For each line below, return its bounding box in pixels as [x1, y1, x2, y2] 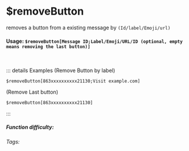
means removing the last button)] [6, 43, 91, 50]
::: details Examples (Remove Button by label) [6, 67, 116, 74]
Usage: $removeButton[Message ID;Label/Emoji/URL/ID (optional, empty [6, 37, 183, 44]
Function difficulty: [6, 123, 54, 131]
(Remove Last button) [6, 88, 59, 95]
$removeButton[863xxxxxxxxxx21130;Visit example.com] [6, 78, 141, 84]
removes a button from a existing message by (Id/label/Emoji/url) [6, 24, 171, 31]
